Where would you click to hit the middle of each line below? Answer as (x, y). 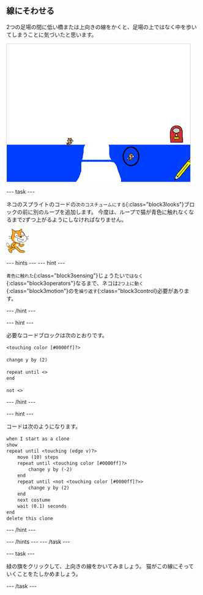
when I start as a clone (38, 439)
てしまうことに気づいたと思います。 (52, 34)
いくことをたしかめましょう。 (44, 574)
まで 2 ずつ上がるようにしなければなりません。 (69, 219)
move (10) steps (38, 457)
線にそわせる (31, 11)
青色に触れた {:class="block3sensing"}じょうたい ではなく (75, 275)
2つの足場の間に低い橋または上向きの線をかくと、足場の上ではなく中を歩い (102, 27)
